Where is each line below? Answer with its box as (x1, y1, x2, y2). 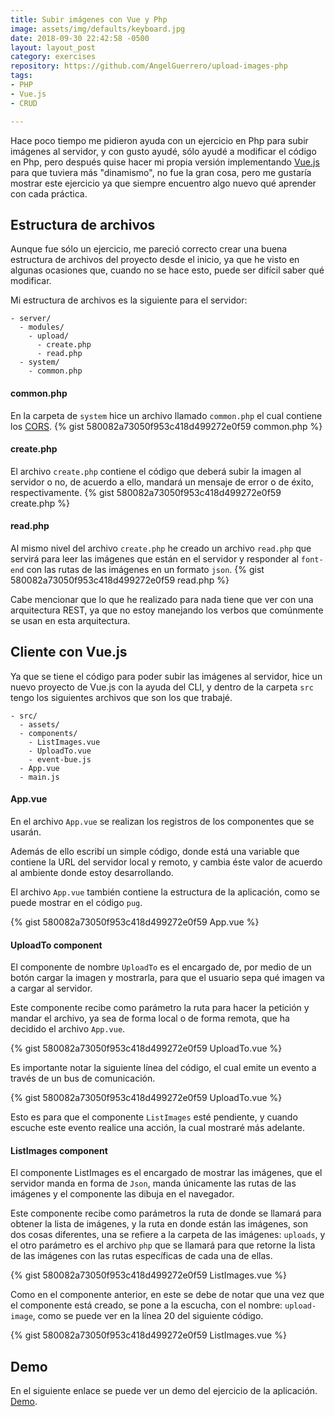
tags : (10, 71, 33, 81)
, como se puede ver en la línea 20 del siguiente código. (32, 1310, 264, 1322)
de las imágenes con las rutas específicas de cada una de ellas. (10, 1250, 273, 1262)
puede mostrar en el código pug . (10, 896, 143, 908)
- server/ (10, 314, 52, 324)
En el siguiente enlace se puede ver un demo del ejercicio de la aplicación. (10, 1385, 318, 1397)
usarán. (10, 826, 42, 838)
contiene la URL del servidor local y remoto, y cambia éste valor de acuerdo (10, 856, 323, 868)
